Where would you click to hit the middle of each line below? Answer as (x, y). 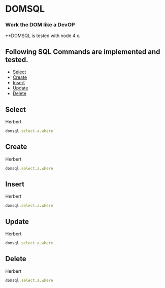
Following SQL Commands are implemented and (83, 52)
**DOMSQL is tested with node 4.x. (43, 36)
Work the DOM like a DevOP (40, 25)
